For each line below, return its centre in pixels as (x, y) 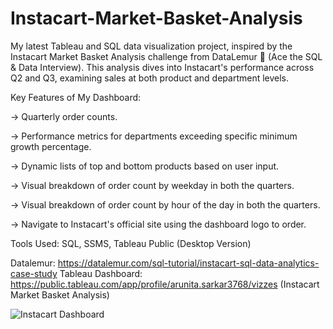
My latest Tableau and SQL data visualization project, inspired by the (151, 46)
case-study (34, 273)
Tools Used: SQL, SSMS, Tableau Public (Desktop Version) (131, 243)
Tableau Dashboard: (101, 273)
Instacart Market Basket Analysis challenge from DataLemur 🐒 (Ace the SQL (166, 56)
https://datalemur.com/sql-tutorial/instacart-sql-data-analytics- (188, 263)
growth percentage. (51, 146)
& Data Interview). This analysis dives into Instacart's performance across (162, 67)
